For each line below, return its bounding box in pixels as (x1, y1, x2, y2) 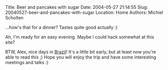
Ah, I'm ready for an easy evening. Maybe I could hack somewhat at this (5, 34, 154, 40)
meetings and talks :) (5, 60, 49, 65)
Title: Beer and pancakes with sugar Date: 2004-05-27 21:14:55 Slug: (5, 4, 148, 10)
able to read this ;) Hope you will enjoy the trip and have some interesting (5, 54, 156, 60)
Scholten (5, 15, 24, 20)
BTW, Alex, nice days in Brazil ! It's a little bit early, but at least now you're (5, 49, 156, 55)
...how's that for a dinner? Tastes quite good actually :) (5, 24, 118, 30)
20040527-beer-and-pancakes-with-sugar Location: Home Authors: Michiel (5, 9, 163, 15)
